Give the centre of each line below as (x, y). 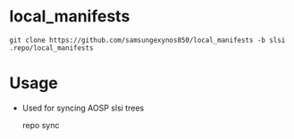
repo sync (41, 125)
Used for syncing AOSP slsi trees (83, 108)
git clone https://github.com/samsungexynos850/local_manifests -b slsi (147, 40)
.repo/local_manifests (51, 48)
